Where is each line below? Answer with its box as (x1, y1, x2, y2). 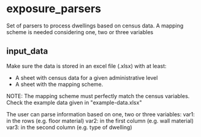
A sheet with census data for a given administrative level (15, 74, 158, 81)
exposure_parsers (6, 2, 101, 16)
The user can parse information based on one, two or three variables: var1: (6, 110, 195, 118)
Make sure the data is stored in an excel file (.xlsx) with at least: (6, 62, 167, 69)
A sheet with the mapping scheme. (15, 80, 104, 88)
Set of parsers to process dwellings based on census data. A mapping (6, 22, 184, 29)
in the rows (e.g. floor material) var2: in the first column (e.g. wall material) (6, 117, 194, 124)
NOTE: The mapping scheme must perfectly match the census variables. (6, 92, 190, 99)
